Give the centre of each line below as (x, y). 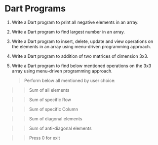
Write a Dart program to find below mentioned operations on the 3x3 (81, 66)
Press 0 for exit (44, 138)
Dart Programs (35, 9)
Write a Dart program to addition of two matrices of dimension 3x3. (80, 56)
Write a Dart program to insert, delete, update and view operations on (82, 41)
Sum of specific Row (50, 100)
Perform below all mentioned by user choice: (70, 80)
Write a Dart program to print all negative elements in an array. (75, 22)
